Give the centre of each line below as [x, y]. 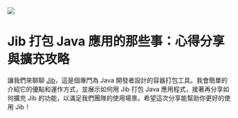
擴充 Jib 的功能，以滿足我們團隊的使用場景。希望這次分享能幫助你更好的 [119, 98]
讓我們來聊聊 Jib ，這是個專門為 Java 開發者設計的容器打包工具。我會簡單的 [118, 80]
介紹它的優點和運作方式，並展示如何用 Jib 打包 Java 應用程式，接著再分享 [115, 89]
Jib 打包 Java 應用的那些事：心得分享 [116, 42]
